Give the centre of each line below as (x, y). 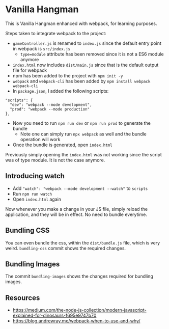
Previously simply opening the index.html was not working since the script (83, 154)
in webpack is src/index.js (41, 48)
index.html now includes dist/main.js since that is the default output (86, 65)
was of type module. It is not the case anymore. (55, 160)
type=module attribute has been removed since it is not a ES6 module (92, 54)
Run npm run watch (32, 194)
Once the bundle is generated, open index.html (63, 145)
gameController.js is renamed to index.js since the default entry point (87, 43)
